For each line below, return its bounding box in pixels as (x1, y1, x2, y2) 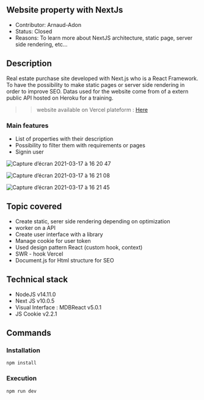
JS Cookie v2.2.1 (15, 310, 57, 317)
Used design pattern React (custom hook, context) (15, 243, 143, 251)
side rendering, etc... (15, 40, 68, 48)
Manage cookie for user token (15, 237, 92, 244)
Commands (6, 327, 52, 338)
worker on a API (15, 224, 56, 231)
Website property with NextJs (6, 5, 123, 15)
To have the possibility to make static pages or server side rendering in (6, 81, 185, 88)
